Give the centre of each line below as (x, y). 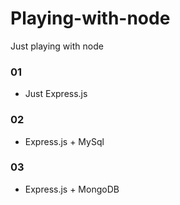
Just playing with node (57, 46)
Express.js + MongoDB (72, 189)
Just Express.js (56, 94)
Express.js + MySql (64, 141)
